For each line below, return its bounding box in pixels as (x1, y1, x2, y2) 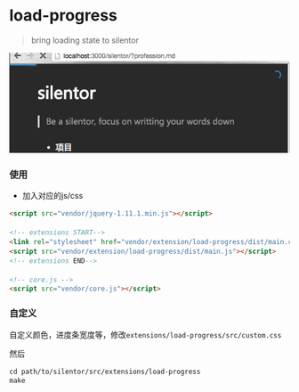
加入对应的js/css (21, 191, 84, 201)
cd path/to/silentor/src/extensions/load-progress (9, 367, 201, 376)
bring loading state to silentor (30, 35, 140, 45)
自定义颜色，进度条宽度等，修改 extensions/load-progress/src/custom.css (9, 329, 282, 339)
